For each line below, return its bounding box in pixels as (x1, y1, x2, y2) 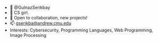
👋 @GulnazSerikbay (9, 5, 51, 10)
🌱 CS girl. (9, 10, 29, 15)
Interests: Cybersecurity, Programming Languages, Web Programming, (9, 27, 154, 33)
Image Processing (9, 32, 47, 38)
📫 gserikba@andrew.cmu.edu (9, 20, 72, 26)
